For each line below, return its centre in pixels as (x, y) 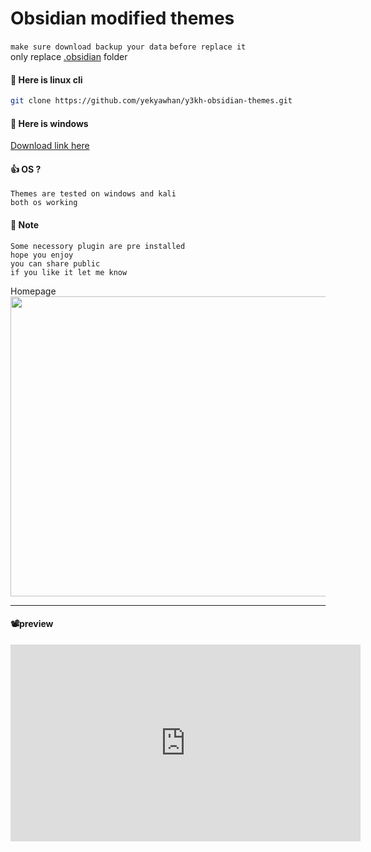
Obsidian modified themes (122, 18)
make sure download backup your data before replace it (128, 47)
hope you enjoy (42, 255)
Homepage (33, 291)
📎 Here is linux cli (46, 79)
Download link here (50, 146)
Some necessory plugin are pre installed (98, 246)
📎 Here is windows (49, 123)
